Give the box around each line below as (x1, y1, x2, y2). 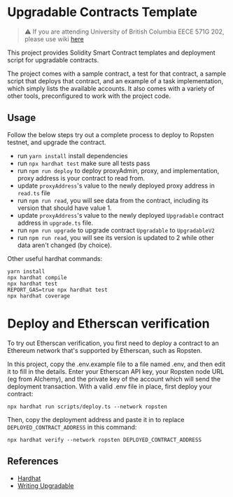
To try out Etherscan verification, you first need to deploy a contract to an (7, 339, 219, 347)
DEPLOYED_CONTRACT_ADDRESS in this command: (7, 423, 137, 431)
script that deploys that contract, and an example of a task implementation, (7, 76, 224, 85)
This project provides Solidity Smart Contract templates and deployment (7, 48, 216, 57)
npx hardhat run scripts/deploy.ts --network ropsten (7, 403, 168, 410)
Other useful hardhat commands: (7, 254, 103, 262)
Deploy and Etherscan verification (7, 316, 210, 331)
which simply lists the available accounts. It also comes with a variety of (7, 84, 215, 92)
